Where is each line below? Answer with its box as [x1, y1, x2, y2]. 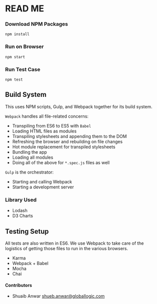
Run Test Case [5, 66, 40, 73]
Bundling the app [12, 149, 47, 155]
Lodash [12, 208, 28, 214]
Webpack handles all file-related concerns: [5, 113, 89, 119]
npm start [5, 54, 26, 59]
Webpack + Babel [12, 261, 49, 266]
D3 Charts [12, 213, 33, 219]
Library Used [5, 196, 37, 203]
